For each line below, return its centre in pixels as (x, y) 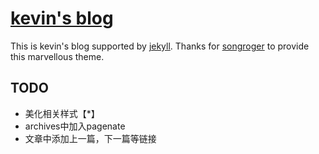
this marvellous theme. (57, 56)
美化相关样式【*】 (62, 113)
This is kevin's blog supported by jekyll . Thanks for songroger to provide (160, 46)
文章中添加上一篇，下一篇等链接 (90, 138)
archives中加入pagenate (75, 126)
